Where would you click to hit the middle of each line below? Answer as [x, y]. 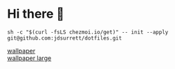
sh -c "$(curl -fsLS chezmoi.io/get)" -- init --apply [88, 32]
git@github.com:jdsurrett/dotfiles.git [65, 38]
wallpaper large [29, 58]
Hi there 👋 [36, 14]
